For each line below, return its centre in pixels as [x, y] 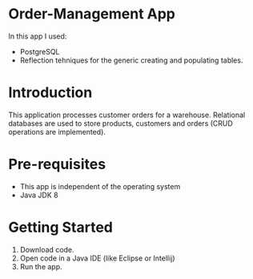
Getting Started [61, 227]
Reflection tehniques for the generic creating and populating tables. [131, 60]
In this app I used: [38, 36]
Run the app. [41, 266]
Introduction [50, 93]
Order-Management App [92, 14]
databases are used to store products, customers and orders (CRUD [121, 123]
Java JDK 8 [39, 195]
